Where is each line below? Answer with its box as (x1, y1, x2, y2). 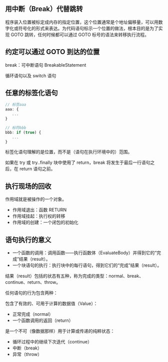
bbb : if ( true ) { (5, 130, 41, 135)
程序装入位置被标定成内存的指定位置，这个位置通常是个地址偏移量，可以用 (5, 19, 158, 25)
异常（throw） (12, 351, 42, 357)
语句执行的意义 (5, 235, 51, 244)
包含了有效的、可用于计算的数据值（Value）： (5, 300, 98, 307)
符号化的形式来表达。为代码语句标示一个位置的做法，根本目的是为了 (18, 25, 158, 31)
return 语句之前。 (19, 166, 55, 172)
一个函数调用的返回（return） (12, 317, 73, 323)
